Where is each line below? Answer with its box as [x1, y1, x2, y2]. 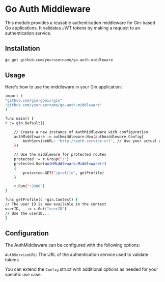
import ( [5, 93, 23, 99]
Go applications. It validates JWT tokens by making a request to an [5, 25, 140, 30]
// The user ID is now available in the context [5, 202, 107, 207]
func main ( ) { [5, 116, 34, 121]
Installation [5, 44, 40, 53]
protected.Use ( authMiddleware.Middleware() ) [14, 161, 107, 166]
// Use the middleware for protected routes [14, 152, 107, 157]
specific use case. [5, 272, 42, 278]
